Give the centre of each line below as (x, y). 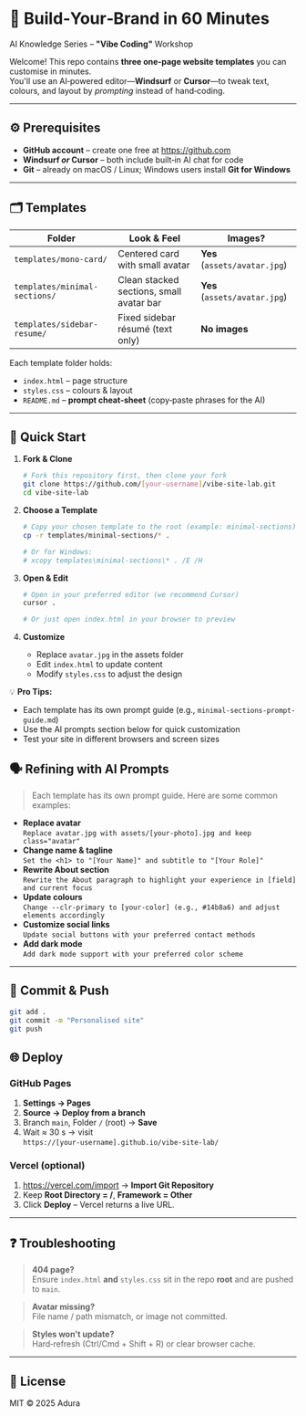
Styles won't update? (73, 1334)
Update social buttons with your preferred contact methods (139, 935)
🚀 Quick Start (48, 437)
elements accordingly (63, 915)
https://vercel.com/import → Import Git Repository (118, 1185)
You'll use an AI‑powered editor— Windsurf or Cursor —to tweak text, (140, 80)
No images (224, 329)
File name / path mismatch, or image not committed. (129, 1316)
